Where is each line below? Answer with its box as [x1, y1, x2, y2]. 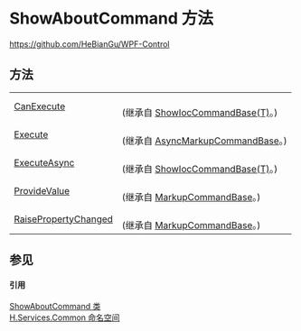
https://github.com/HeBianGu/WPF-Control [9, 38, 170, 50]
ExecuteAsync [14, 156, 75, 169]
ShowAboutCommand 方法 [9, 8, 214, 29]
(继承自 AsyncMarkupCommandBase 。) [121, 134, 287, 147]
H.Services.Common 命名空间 [9, 312, 120, 323]
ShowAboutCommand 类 [9, 301, 101, 312]
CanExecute [14, 100, 66, 113]
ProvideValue [14, 184, 71, 197]
